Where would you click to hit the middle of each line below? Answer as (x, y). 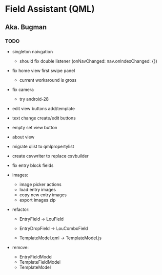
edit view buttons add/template (43, 108)
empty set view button (35, 127)
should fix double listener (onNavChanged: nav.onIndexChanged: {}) (88, 61)
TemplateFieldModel (40, 262)
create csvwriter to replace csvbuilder (50, 156)
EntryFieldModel (36, 257)
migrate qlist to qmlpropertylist (43, 146)
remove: (20, 247)
